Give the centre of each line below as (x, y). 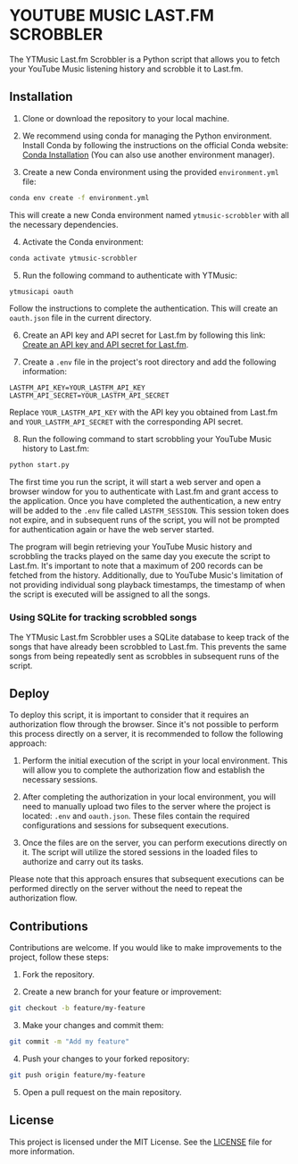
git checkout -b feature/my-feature (77, 1009)
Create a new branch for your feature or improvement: (122, 992)
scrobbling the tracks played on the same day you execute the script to (140, 557)
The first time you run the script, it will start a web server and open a (135, 482)
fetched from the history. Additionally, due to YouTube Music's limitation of (146, 575)
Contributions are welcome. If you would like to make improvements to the (146, 948)
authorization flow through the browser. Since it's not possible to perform (144, 724)
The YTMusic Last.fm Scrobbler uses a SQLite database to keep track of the (149, 637)
